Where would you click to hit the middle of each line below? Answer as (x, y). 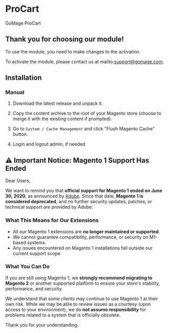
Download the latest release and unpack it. (58, 104)
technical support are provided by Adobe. (49, 207)
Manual (15, 92)
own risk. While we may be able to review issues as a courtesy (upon (78, 304)
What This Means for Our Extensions (52, 220)
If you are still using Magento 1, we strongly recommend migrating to (79, 278)
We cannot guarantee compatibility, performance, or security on (80, 237)
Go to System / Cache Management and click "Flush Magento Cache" (84, 129)
